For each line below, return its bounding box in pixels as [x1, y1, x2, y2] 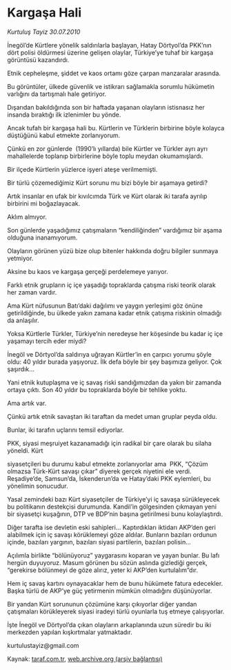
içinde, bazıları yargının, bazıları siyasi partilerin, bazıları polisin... [7, 538, 192, 546]
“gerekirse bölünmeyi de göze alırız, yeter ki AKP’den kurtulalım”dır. [7, 566, 199, 574]
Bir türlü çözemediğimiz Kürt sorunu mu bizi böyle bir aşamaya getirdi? [7, 178, 208, 187]
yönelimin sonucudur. [7, 482, 68, 490]
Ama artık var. [7, 399, 47, 407]
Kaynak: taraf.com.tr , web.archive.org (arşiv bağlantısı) [7, 654, 163, 663]
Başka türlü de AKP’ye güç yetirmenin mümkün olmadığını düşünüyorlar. [7, 587, 212, 595]
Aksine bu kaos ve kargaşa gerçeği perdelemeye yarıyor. [7, 267, 169, 275]
